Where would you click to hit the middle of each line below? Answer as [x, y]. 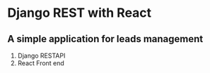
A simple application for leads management [105, 39]
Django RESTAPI [41, 55]
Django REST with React [80, 13]
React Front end [41, 63]
